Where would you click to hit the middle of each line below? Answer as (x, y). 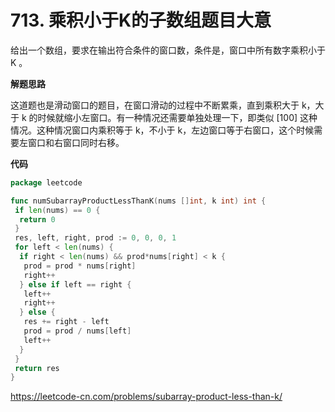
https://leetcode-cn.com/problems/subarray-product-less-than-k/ (146, 397)
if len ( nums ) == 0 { (57, 210)
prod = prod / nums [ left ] (77, 331)
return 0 (37, 219)
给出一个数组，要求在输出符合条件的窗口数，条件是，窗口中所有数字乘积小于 (168, 50)
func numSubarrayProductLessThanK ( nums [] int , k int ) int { (138, 201)
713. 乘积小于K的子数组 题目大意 (141, 20)
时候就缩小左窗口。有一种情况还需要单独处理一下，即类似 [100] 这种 (177, 117)
